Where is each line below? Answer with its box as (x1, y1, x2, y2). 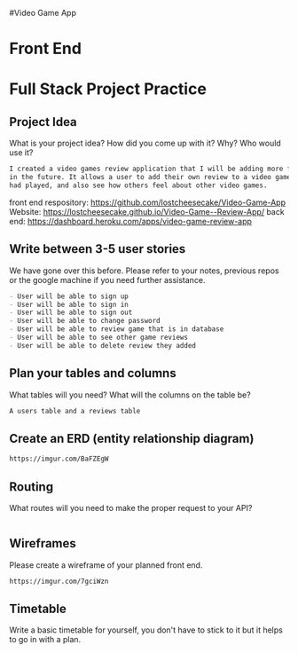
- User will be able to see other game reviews (9, 333, 189, 342)
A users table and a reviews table (9, 406, 141, 415)
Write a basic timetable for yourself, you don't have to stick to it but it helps (9, 625, 284, 635)
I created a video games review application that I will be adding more (9, 164, 284, 174)
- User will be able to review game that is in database (9, 325, 224, 334)
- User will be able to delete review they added (9, 341, 197, 350)
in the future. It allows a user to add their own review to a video (9, 173, 272, 182)
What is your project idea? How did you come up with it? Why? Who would (9, 138, 281, 149)
